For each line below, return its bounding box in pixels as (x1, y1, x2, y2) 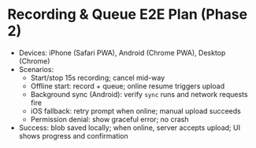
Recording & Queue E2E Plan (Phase (7, 5, 248, 23)
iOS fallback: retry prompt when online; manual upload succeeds (30, 106, 241, 115)
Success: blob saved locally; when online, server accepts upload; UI (18, 123, 241, 132)
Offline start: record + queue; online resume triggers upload (30, 81, 225, 91)
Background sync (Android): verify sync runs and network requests (30, 89, 248, 99)
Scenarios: (18, 64, 54, 74)
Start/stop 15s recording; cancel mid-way (30, 73, 165, 82)
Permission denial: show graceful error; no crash (30, 114, 189, 124)
